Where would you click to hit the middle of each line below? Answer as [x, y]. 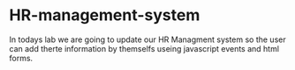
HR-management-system [105, 15]
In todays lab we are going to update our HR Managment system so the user [147, 39]
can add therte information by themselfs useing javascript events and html [144, 48]
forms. [21, 58]
